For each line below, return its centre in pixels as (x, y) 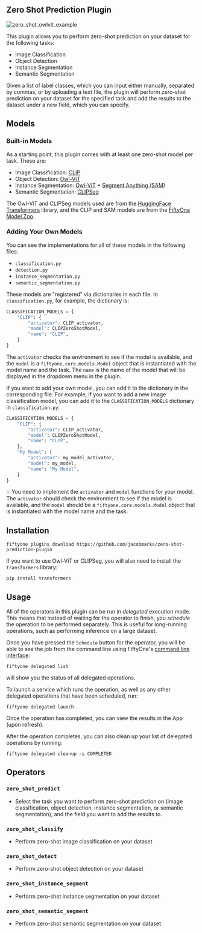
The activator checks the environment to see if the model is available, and (99, 357)
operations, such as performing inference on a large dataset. (82, 631)
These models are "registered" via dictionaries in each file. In (82, 294)
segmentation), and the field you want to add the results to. (89, 814)
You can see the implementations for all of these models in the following (96, 245)
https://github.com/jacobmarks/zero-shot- (131, 545)
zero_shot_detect (32, 856)
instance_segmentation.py (47, 277)
